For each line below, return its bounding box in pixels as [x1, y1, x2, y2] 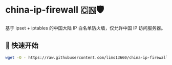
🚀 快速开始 [5, 41, 38, 50]
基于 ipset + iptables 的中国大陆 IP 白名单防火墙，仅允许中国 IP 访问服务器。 [5, 25, 166, 31]
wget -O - [5, 55, 27, 60]
